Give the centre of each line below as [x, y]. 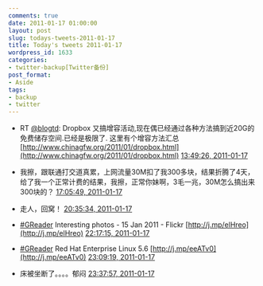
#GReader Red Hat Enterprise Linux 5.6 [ [86, 249]
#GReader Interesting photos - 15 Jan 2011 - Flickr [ [104, 225]
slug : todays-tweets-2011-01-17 [62, 38]
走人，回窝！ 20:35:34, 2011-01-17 [76, 209]
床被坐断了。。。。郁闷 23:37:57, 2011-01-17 [87, 274]
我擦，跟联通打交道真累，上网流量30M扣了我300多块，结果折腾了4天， [137, 172]
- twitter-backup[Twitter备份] [59, 68]
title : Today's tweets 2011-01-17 [66, 45]
